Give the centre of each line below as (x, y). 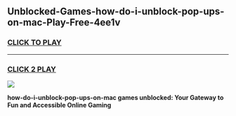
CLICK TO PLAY (34, 43)
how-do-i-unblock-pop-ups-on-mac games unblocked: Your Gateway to (116, 97)
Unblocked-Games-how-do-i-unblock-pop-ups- (116, 12)
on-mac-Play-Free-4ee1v (64, 23)
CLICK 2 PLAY (32, 69)
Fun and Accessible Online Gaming (59, 105)
